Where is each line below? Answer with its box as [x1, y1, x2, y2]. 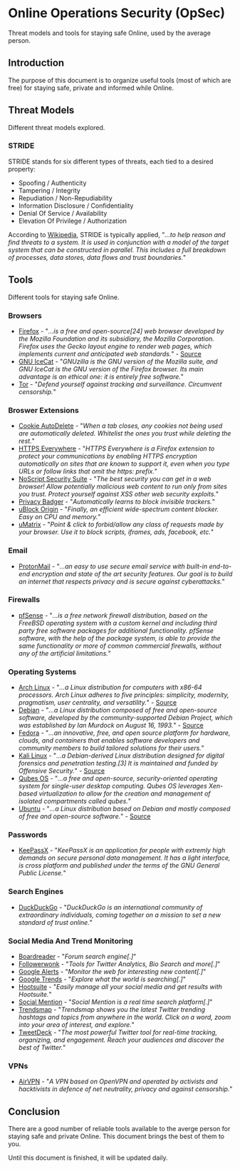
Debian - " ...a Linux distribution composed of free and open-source [18, 706, 218, 715]
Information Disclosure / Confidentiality [18, 201, 134, 210]
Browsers [8, 311, 42, 321]
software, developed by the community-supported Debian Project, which [18, 713, 233, 722]
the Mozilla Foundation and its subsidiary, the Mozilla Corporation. [18, 334, 214, 343]
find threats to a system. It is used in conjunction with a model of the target [8, 238, 229, 246]
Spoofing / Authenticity [18, 179, 87, 187]
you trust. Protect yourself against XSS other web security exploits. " [18, 490, 219, 498]
